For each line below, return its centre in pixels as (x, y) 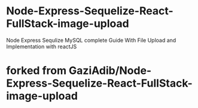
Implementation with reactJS (42, 47)
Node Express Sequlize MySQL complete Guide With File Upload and (91, 40)
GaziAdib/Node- (110, 71)
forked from (36, 71)
